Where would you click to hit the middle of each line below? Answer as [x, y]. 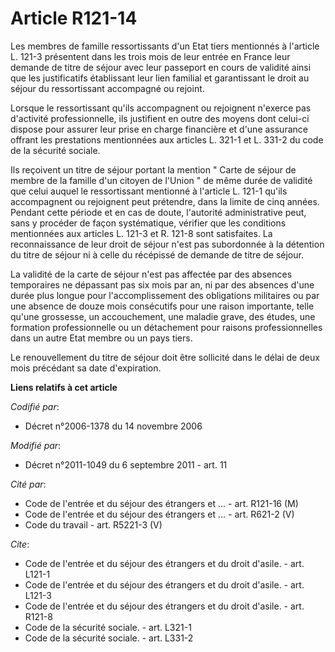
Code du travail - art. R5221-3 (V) [93, 524]
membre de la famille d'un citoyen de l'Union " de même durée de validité [161, 180]
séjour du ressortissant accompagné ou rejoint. [107, 88]
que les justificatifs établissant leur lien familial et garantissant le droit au [160, 78]
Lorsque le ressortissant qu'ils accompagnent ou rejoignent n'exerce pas [161, 108]
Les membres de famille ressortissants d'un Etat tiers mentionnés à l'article [165, 46]
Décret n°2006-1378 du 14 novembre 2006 [113, 426]
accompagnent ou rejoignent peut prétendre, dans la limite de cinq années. [165, 201]
